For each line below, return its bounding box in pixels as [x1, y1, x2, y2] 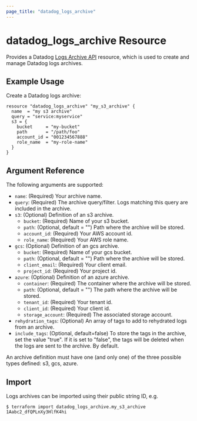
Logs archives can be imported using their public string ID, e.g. [6, 393, 159, 399]
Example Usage [6, 76, 65, 86]
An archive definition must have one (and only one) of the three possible [6, 353, 181, 361]
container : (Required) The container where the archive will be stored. [23, 280, 192, 287]
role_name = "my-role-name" [16, 139, 88, 146]
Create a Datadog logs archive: [6, 92, 81, 99]
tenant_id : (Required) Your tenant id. [23, 299, 113, 306]
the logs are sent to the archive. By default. [14, 342, 119, 349]
